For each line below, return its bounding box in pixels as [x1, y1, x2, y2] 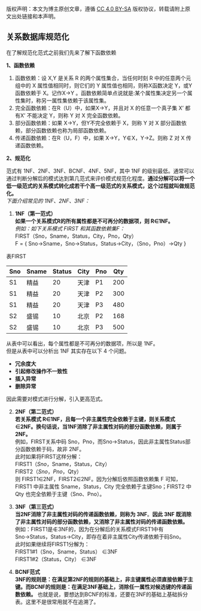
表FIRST [6, 252, 26, 259]
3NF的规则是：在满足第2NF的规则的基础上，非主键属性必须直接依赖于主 [14, 576, 193, 583]
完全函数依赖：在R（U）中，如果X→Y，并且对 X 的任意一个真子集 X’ [14, 104, 184, 111]
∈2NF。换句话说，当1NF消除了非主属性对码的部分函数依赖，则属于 [14, 423, 182, 430]
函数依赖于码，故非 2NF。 [20, 445, 85, 452]
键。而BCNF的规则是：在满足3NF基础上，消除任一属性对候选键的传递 [14, 583, 187, 590]
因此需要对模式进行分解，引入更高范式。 [6, 395, 106, 403]
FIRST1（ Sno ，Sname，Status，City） [14, 460, 111, 467]
